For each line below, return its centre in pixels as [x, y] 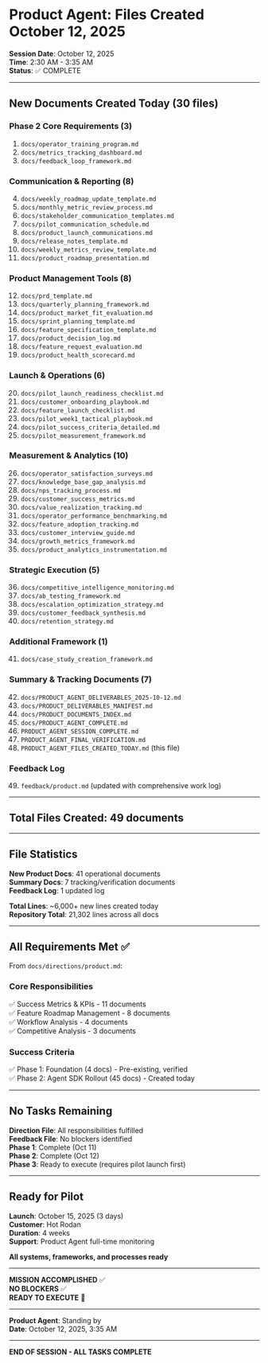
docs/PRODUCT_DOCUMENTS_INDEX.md [76, 714]
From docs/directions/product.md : [66, 966]
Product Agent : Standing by [55, 1320]
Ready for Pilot [47, 1197]
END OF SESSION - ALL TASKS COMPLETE [80, 1352]
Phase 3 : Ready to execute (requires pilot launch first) [97, 1164]
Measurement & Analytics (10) [69, 455]
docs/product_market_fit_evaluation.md [87, 313]
